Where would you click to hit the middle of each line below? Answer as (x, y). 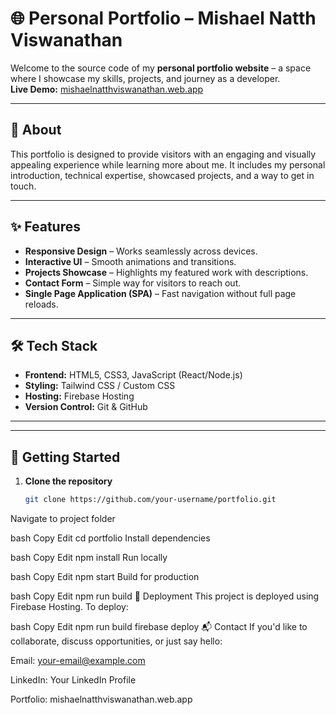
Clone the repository (68, 481)
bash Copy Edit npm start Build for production (105, 577)
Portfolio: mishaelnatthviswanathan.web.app (101, 699)
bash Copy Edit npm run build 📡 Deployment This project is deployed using (165, 596)
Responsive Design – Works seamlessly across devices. (141, 251)
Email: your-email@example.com (78, 661)
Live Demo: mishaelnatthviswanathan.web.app (107, 89)
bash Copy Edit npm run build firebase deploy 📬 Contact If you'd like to (159, 627)
